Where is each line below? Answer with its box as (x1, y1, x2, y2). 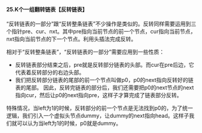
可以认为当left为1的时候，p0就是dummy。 (16, 120, 121, 127)
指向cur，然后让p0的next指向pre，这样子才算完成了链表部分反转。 (15, 92, 183, 99)
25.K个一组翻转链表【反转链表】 (6, 5, 88, 13)
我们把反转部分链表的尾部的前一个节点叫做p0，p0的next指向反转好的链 (15, 77, 194, 84)
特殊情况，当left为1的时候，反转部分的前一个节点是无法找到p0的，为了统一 (6, 104, 193, 112)
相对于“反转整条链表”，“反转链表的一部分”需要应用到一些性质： (6, 49, 165, 56)
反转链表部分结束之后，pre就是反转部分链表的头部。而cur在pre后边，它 (15, 61, 194, 69)
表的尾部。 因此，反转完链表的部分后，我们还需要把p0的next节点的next (15, 84, 194, 91)
